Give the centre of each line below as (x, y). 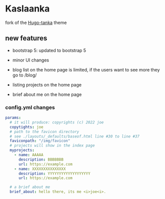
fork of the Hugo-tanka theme (36, 22)
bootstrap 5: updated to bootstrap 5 (49, 50)
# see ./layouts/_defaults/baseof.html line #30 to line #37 (75, 136)
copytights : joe (26, 127)
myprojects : (22, 150)
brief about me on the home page (47, 94)
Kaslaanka (27, 9)
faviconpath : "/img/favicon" (40, 141)
